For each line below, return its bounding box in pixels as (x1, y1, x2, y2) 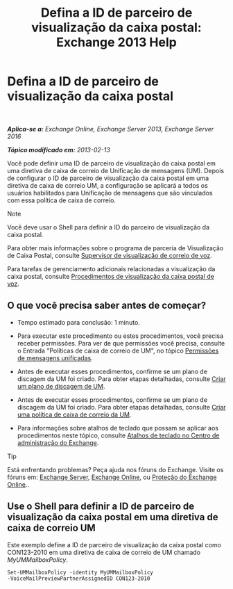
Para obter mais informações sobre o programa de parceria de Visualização (7, 243, 224, 252)
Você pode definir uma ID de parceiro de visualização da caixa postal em (7, 159, 216, 168)
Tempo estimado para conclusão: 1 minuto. (17, 318, 140, 326)
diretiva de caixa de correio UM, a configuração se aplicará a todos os (7, 181, 208, 189)
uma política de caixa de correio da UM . (17, 410, 132, 419)
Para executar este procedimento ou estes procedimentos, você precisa (17, 332, 224, 340)
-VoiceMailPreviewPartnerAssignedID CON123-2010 (7, 575, 150, 582)
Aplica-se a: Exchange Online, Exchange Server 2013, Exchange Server (7, 124, 214, 133)
